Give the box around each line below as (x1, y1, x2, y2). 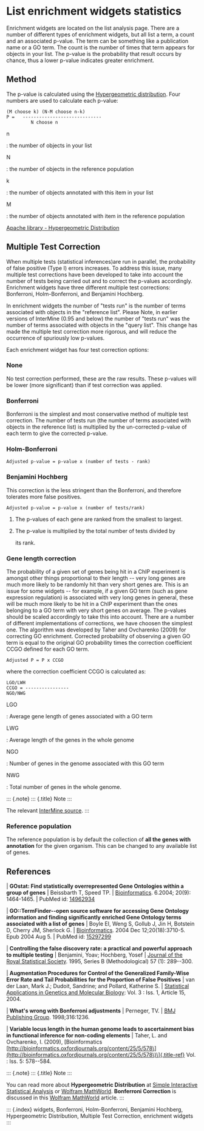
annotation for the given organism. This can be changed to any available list (6, 842, 197, 850)
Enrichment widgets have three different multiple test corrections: (6, 284, 171, 291)
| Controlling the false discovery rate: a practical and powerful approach (6, 945, 192, 952)
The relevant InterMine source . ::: (6, 807, 90, 814)
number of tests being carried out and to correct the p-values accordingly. (6, 277, 192, 284)
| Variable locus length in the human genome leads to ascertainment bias (6, 1025, 194, 1033)
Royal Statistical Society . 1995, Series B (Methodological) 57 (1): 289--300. (6, 958, 193, 965)
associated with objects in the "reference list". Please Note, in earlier (6, 308, 178, 315)
